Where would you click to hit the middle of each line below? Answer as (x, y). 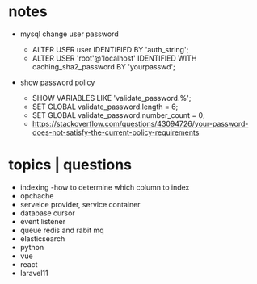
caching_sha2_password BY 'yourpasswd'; (104, 66)
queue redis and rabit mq (62, 230)
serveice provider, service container (80, 204)
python (32, 247)
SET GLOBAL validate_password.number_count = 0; (119, 115)
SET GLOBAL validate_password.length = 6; (105, 106)
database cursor (47, 213)
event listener (43, 221)
